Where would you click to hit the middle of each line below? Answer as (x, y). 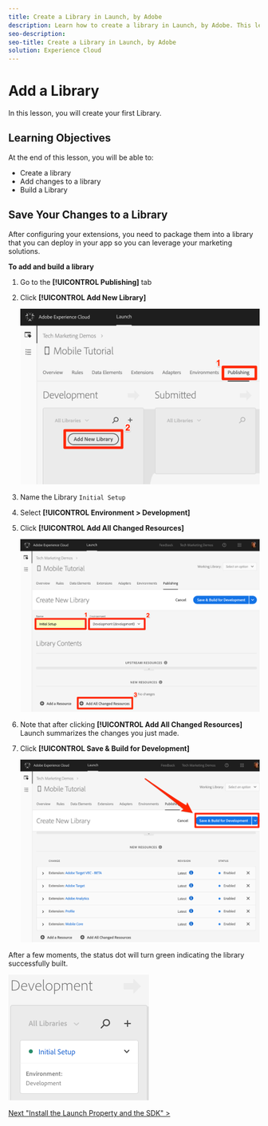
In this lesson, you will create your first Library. (85, 113)
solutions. (24, 251)
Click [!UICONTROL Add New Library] (83, 297)
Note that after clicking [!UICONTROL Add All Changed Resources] (131, 724)
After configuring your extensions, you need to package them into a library (131, 234)
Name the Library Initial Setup (73, 497)
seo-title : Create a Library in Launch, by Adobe (93, 42)
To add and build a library (51, 267)
